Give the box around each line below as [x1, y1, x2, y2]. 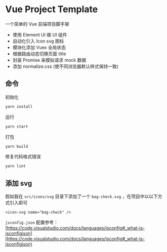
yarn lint [5, 163, 26, 169]
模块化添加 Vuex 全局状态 [12, 44, 66, 50]
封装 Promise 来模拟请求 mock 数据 [12, 57, 87, 63]
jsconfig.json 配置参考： [5, 219, 59, 226]
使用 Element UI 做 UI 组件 [12, 31, 67, 37]
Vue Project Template [5, 4, 98, 15]
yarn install [5, 104, 33, 109]
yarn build [5, 144, 28, 149]
